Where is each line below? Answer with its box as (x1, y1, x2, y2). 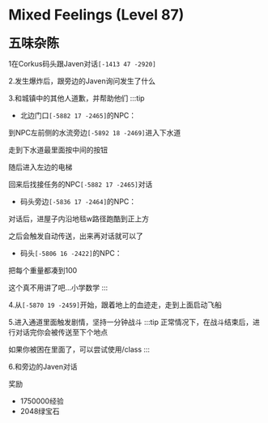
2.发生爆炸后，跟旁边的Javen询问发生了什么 (8, 75, 156, 86)
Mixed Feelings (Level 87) (8, 6, 185, 24)
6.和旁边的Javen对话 (8, 361, 78, 371)
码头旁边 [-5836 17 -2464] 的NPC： (19, 196, 137, 206)
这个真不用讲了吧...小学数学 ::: (8, 282, 108, 293)
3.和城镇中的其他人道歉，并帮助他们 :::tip (8, 93, 145, 103)
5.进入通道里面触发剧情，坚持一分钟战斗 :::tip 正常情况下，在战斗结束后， (8, 317, 253, 327)
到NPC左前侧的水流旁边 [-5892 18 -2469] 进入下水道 (8, 127, 181, 137)
